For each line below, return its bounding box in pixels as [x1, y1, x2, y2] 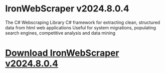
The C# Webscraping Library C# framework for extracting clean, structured [5, 19, 161, 25]
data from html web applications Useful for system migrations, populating [5, 24, 156, 30]
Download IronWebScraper [5, 48, 120, 59]
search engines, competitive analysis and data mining [5, 30, 116, 36]
